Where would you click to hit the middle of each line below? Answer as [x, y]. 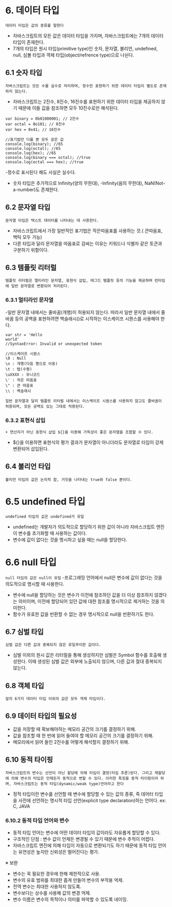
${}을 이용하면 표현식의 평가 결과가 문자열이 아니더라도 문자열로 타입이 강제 [88, 442]
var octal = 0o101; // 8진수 [35, 124]
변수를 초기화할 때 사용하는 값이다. [53, 533]
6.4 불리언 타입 [28, 466]
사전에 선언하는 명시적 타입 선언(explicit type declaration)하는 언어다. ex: [92, 800]
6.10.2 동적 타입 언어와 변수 [37, 820]
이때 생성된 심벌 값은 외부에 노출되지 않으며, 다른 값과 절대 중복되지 [95, 661]
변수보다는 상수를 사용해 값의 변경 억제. [52, 893]
